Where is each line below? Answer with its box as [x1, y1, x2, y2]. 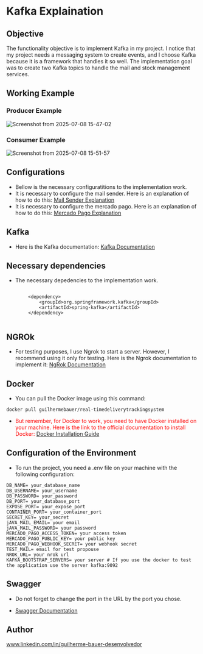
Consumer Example [6, 135, 66, 144]
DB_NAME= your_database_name [6, 482, 80, 488]
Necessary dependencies [6, 261, 106, 271]
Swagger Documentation [15, 606, 78, 614]
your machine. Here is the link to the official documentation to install [15, 424, 186, 431]
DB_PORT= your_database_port [6, 498, 80, 504]
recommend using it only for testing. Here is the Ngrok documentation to [15, 355, 198, 362]
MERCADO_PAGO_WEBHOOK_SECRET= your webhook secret [6, 541, 137, 547]
